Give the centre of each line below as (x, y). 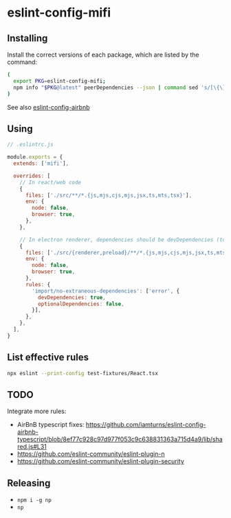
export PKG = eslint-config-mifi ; (60, 81)
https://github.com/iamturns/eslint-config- (146, 425)
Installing (27, 38)
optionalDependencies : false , (81, 304)
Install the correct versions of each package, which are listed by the (103, 54)
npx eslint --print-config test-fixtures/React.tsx (82, 373)
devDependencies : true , (72, 297)
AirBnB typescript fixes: (51, 425)
